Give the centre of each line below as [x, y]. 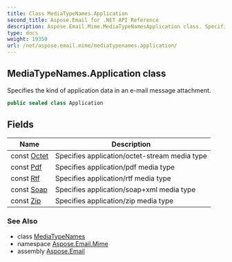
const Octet [30, 156]
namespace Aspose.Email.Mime [62, 243]
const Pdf [27, 167]
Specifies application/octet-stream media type [131, 156]
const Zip [26, 200]
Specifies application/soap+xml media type [125, 189]
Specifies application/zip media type [114, 200]
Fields [21, 125]
